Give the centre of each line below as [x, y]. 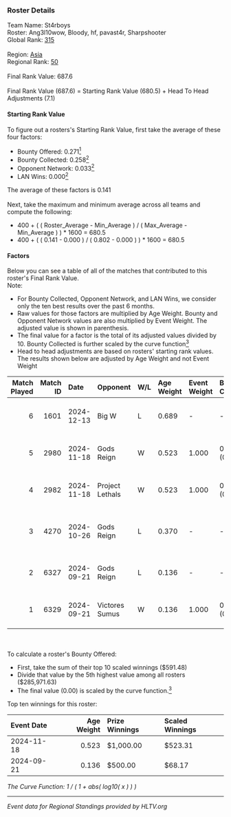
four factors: [25, 137]
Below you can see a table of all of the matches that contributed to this [107, 271]
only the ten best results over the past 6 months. [86, 306]
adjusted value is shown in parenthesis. [73, 328]
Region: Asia [25, 54]
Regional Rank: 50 [33, 62]
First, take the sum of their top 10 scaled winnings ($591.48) [102, 667]
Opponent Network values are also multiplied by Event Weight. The [112, 321]
